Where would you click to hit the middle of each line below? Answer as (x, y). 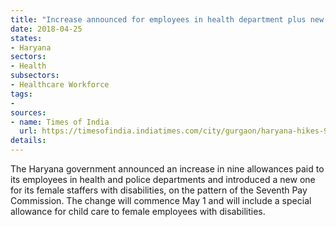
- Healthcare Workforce (60, 85)
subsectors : (35, 76)
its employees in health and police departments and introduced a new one (163, 179)
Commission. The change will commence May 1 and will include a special (161, 200)
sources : (28, 112)
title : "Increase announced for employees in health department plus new (167, 19)
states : (26, 38)
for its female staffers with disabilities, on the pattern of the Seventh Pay (159, 190)
